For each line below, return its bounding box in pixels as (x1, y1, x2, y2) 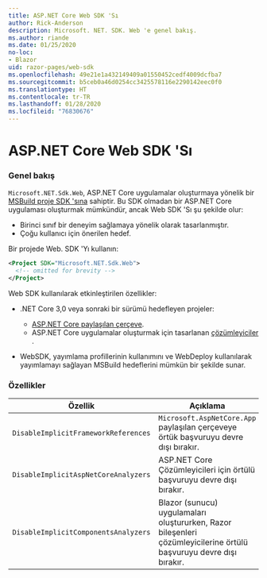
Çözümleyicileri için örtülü (158, 464, 256, 476)
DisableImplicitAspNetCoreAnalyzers (12, 470, 151, 480)
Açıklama (189, 400, 226, 411)
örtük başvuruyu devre (158, 432, 244, 443)
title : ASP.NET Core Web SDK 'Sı (8, 11, 119, 20)
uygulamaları (158, 507, 207, 518)
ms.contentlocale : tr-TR (8, 93, 91, 101)
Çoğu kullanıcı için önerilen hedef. (19, 229, 131, 238)
